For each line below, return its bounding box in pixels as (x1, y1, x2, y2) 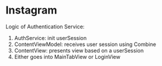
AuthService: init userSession (14, 34, 87, 41)
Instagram (5, 4, 58, 17)
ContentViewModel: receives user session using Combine (14, 41, 156, 48)
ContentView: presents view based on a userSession (14, 47, 144, 54)
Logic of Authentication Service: (5, 23, 85, 30)
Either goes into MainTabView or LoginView (14, 53, 120, 60)
